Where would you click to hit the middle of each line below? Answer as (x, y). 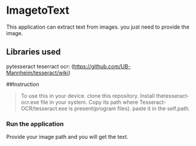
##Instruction (23, 84)
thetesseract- (173, 95)
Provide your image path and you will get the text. (67, 137)
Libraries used (33, 52)
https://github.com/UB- (102, 66)
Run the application (35, 124)
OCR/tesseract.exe (44, 108)
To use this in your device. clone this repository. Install (88, 95)
